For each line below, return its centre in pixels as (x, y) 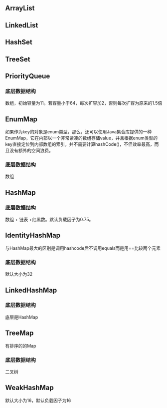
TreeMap (19, 333)
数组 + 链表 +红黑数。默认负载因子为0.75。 (49, 220)
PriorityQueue (28, 76)
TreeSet (18, 59)
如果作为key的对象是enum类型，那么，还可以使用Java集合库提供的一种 (79, 132)
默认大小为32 (19, 274)
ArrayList (20, 8)
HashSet (19, 42)
